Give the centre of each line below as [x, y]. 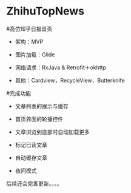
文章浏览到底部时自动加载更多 [52, 132]
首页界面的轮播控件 [39, 119]
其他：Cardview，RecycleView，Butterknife [70, 80]
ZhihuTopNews [45, 11]
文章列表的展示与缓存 [42, 106]
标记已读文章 [31, 144]
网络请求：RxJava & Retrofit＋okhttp [60, 67]
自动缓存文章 [31, 157]
